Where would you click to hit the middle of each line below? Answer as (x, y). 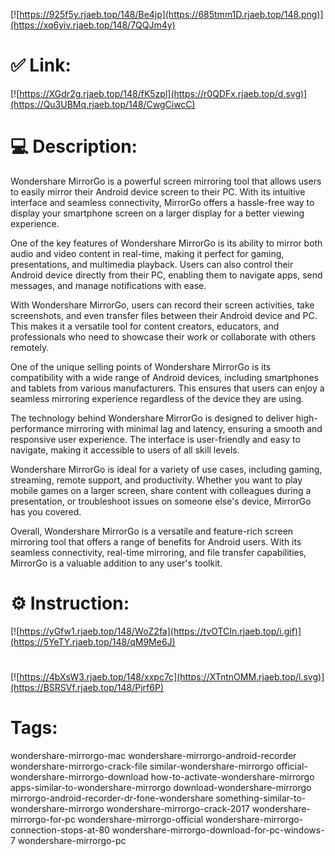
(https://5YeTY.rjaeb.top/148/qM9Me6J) (93, 641)
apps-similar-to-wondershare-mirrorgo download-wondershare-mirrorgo (161, 787)
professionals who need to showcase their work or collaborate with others (163, 336)
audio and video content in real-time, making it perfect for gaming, (147, 253)
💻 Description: (74, 146)
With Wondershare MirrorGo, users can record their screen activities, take (162, 305)
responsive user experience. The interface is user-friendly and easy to (155, 439)
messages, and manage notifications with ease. (108, 285)
